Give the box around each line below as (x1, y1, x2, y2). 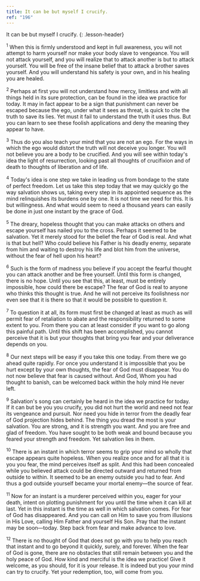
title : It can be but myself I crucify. (6, 8, 109, 15)
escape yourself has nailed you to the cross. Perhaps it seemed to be (6, 226, 177, 233)
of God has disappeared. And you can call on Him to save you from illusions (6, 511, 193, 518)
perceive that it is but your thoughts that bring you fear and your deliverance (6, 334, 194, 342)
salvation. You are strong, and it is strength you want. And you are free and (6, 423, 190, 430)
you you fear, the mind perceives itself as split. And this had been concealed (6, 461, 194, 468)
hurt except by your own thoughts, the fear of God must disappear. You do (6, 365, 189, 373)
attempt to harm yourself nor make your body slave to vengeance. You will (6, 50, 189, 57)
